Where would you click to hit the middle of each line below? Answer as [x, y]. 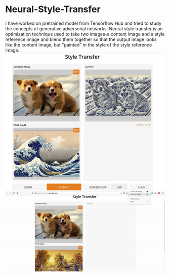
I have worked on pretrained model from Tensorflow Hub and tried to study [83, 23]
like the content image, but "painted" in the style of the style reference [79, 44]
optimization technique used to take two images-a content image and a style [85, 34]
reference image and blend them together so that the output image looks [81, 39]
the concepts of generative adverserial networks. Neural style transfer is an [84, 28]
